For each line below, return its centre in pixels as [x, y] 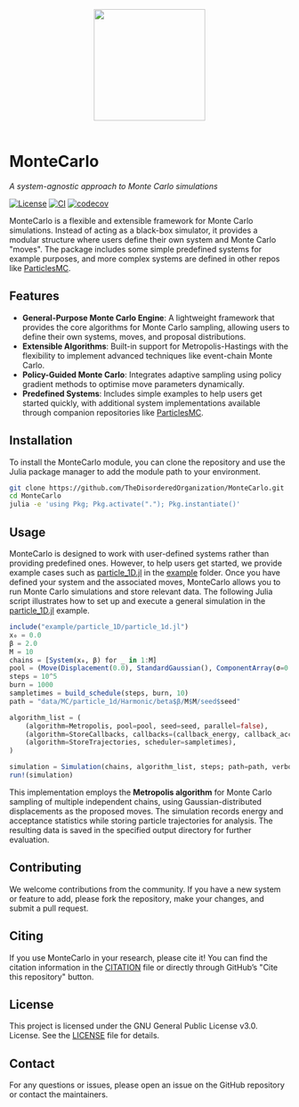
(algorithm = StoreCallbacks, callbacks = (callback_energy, [133, 734]
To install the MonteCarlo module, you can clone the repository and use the [147, 462]
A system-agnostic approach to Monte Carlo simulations [113, 186]
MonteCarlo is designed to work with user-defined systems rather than [139, 553]
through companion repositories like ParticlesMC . [113, 412]
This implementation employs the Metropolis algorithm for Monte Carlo [141, 792]
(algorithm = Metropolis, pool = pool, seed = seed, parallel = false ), [147, 726]
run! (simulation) [41, 775]
